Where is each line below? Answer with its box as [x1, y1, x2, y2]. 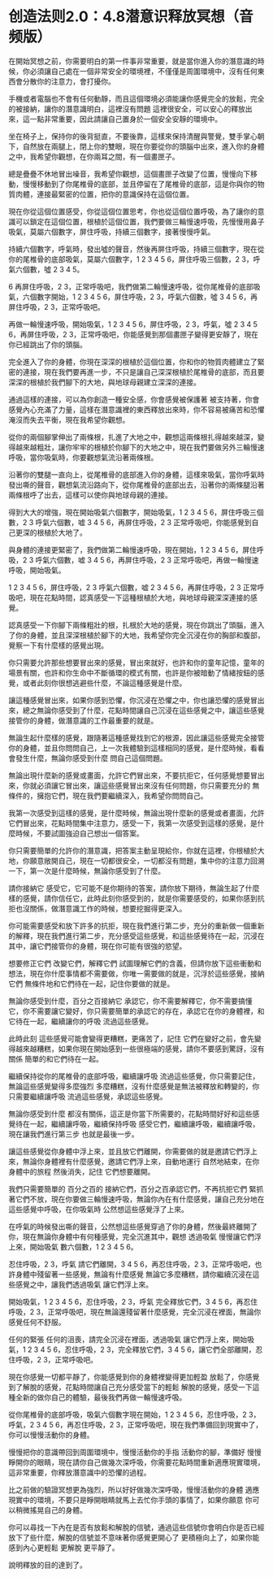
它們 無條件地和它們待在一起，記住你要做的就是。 [8, 979, 175, 988]
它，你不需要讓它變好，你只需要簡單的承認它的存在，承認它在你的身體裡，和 [8, 1006, 265, 1016]
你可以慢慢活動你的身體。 [8, 1430, 94, 1440]
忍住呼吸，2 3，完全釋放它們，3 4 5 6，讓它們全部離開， [64, 1345, 256, 1354]
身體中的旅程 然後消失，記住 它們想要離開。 [8, 1166, 155, 1176]
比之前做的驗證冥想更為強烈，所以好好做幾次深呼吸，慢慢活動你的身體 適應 [8, 1484, 260, 1494]
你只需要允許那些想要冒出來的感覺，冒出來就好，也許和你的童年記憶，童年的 [8, 658, 265, 667]
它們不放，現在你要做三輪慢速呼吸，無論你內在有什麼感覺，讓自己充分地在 [15, 1194, 265, 1204]
